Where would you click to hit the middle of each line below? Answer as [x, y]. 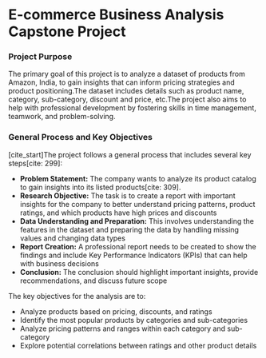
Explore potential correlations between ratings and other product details [138, 345]
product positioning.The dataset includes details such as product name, [126, 91]
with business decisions [60, 263]
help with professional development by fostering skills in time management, [133, 108]
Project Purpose [40, 57]
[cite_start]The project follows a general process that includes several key [130, 154]
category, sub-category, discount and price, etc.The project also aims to [127, 99]
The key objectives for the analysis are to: [77, 296]
